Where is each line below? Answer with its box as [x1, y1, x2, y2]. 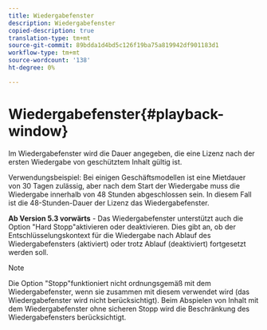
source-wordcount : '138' [8, 57, 91, 65]
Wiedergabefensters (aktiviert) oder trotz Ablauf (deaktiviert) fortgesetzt [8, 239, 246, 248]
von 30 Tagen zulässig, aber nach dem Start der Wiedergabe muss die [8, 181, 241, 190]
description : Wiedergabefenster [8, 19, 116, 27]
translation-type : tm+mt [8, 34, 91, 42]
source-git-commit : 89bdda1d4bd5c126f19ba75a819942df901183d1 [8, 42, 219, 50]
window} [8, 121, 69, 140]
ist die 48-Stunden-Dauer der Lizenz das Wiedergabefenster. [8, 197, 210, 208]
